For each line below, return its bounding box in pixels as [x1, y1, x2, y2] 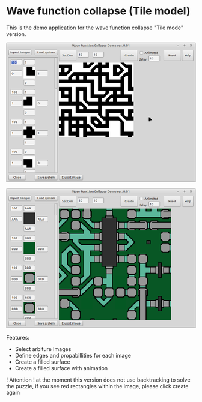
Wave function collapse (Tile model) [6, 4, 191, 18]
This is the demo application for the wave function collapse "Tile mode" [6, 24, 184, 31]
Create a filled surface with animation [14, 365, 108, 372]
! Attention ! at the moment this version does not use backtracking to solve [6, 376, 191, 383]
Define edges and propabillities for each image [14, 352, 131, 359]
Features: [6, 334, 30, 341]
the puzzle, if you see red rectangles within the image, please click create [6, 383, 189, 390]
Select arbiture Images [14, 346, 72, 353]
